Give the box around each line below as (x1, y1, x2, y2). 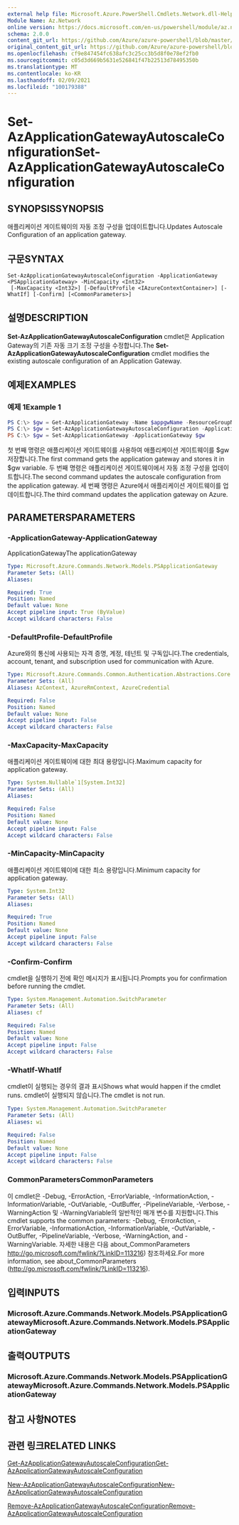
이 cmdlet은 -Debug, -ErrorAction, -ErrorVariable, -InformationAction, (7, 1192, 210, 1200)
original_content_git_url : (7, 43, 87, 51)
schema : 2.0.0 (7, 30, 50, 38)
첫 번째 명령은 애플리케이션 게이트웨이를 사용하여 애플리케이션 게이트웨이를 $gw (7, 446, 230, 454)
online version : (7, 23, 55, 31)
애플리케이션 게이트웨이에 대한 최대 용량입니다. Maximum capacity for (7, 758, 203, 766)
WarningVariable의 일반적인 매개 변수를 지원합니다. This (63, 1208, 219, 1217)
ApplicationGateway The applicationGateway (7, 549, 137, 557)
